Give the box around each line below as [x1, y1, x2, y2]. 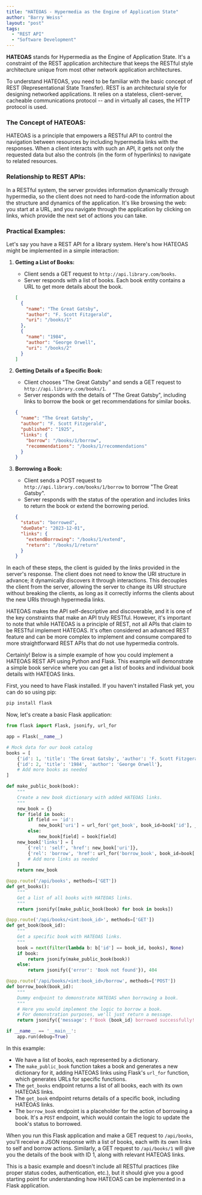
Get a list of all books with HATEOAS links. [17, 895, 133, 901]
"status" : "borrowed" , [20, 520, 78, 526]
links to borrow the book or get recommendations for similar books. [23, 398, 191, 405]
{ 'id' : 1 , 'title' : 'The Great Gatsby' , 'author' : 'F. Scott [17, 756, 173, 762]
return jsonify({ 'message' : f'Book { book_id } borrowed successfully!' [17, 1017, 198, 1024]
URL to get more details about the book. [23, 283, 123, 290]
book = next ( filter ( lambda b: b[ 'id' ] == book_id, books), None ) [17, 945, 185, 951]
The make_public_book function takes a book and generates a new [14, 1063, 179, 1070]
